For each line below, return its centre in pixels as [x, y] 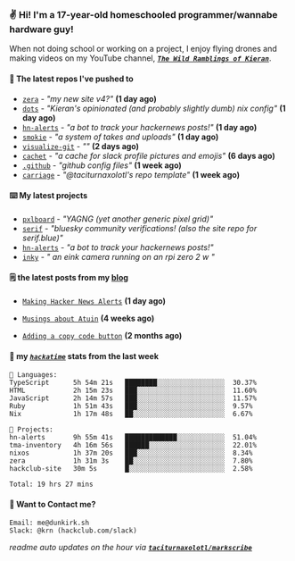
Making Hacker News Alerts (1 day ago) [94, 301]
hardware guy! [41, 29]
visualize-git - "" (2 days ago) [81, 146]
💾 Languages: [33, 375]
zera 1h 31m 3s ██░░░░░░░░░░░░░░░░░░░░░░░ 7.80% [131, 461]
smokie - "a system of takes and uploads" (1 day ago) [120, 137]
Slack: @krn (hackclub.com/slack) [74, 531]
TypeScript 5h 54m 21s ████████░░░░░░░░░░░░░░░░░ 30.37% [133, 383]
